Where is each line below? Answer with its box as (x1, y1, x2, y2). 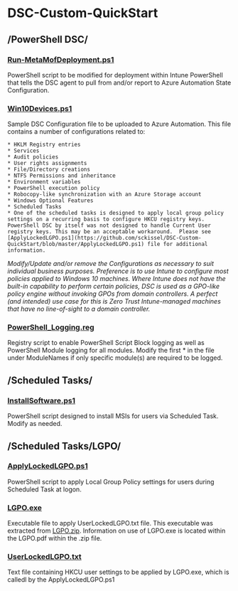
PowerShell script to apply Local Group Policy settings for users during (7, 477, 215, 486)
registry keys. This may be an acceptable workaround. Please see (7, 228, 212, 235)
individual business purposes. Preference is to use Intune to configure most (7, 267, 229, 275)
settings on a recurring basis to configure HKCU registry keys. (7, 215, 205, 223)
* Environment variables (7, 179, 81, 186)
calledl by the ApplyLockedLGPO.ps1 (7, 575, 115, 584)
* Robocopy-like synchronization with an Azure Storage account (7, 191, 202, 198)
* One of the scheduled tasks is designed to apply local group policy (7, 210, 224, 217)
